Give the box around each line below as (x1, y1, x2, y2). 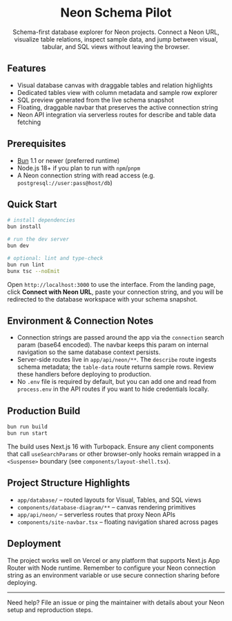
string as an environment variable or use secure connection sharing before (7, 570, 220, 579)
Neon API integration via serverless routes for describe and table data (17, 110, 216, 119)
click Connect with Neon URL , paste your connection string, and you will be (7, 288, 224, 296)
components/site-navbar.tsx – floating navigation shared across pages (17, 518, 219, 526)
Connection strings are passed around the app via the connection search (17, 333, 224, 342)
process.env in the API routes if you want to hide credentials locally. (17, 385, 209, 393)
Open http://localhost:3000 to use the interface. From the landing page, (7, 280, 216, 288)
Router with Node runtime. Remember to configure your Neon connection (7, 563, 216, 572)
